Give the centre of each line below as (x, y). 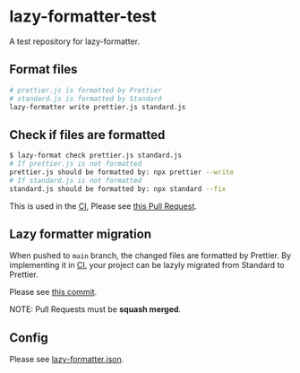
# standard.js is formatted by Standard (86, 99)
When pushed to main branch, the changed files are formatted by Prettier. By (150, 256)
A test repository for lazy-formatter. (75, 41)
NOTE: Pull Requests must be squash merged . (95, 309)
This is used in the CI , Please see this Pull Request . (103, 206)
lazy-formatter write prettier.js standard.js (98, 107)
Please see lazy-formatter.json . (67, 360)
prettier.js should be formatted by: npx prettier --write (122, 172)
